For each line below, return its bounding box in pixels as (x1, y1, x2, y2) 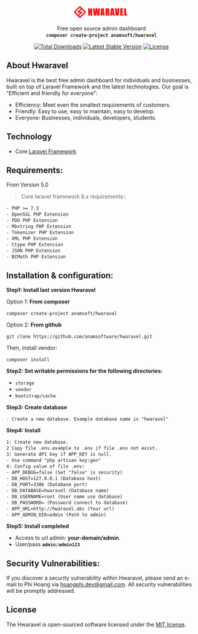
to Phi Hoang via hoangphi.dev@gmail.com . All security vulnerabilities (18, 581, 192, 588)
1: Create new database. (6, 439, 69, 446)
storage (14, 380, 34, 386)
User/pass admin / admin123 (14, 541, 80, 548)
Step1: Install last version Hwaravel (6, 286, 96, 294)
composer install (6, 357, 50, 363)
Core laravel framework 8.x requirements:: (21, 193, 127, 200)
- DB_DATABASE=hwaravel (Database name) (6, 487, 110, 494)
